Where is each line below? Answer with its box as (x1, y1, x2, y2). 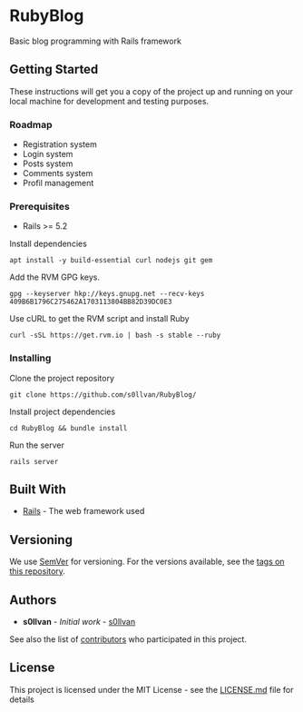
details (9, 694, 34, 705)
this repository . (9, 566, 66, 577)
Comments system (22, 168, 93, 179)
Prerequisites (9, 200, 70, 213)
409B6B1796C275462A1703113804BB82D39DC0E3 (9, 297, 172, 307)
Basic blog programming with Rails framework (9, 35, 181, 46)
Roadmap (9, 118, 53, 131)
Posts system (22, 158, 73, 169)
